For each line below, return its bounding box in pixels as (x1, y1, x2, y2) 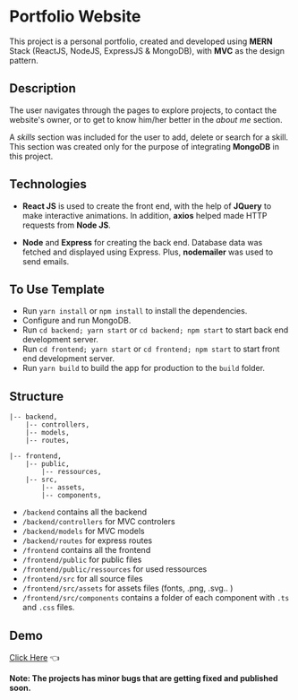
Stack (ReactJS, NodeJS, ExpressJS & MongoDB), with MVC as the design (9, 45, 285, 56)
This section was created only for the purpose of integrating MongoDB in (9, 141, 280, 151)
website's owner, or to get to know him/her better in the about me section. (9, 114, 284, 125)
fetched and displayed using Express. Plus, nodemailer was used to (21, 246, 274, 257)
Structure (9, 388, 64, 404)
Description (9, 81, 76, 96)
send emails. (21, 255, 70, 266)
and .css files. (21, 602, 75, 613)
